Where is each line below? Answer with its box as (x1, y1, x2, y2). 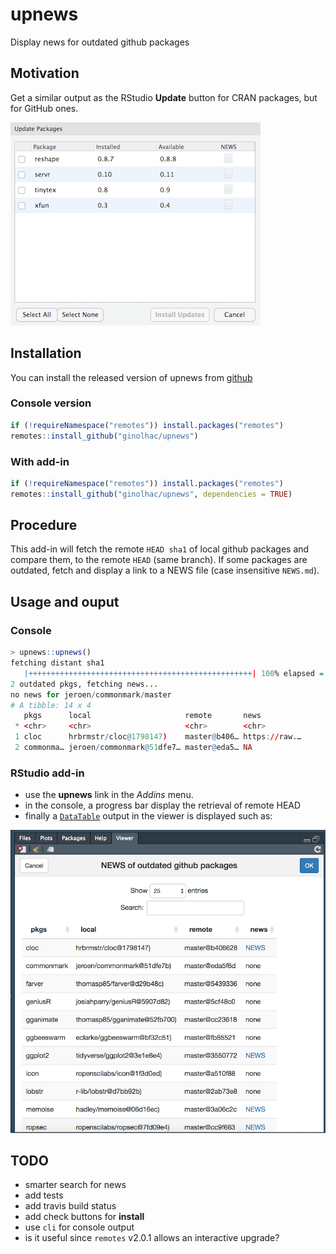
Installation (10, 345, 82, 362)
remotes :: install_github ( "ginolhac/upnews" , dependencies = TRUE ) (10, 489, 293, 499)
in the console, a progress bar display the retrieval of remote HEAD (24, 799, 302, 812)
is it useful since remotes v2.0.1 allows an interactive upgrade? (24, 1232, 280, 1244)
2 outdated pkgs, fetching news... (10, 679, 159, 689)
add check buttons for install (24, 1211, 145, 1223)
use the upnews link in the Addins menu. (24, 789, 194, 801)
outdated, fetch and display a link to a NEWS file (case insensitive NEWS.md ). (10, 564, 320, 577)
